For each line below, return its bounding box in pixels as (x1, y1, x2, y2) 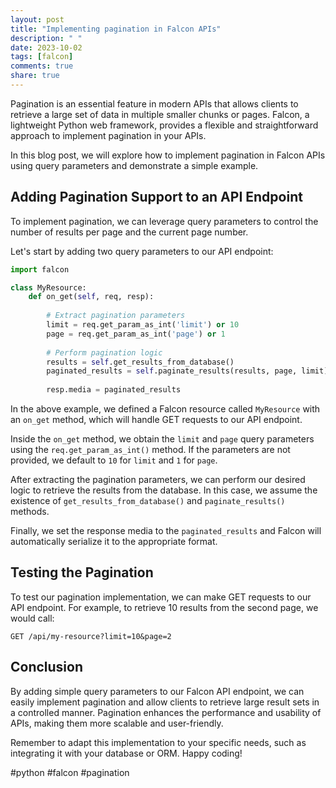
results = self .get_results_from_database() (46, 357, 235, 367)
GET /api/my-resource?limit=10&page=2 (10, 631, 172, 641)
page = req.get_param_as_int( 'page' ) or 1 (46, 329, 226, 339)
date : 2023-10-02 (10, 42, 83, 53)
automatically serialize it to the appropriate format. (10, 536, 218, 548)
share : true (10, 71, 60, 81)
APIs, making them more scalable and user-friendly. (10, 717, 224, 729)
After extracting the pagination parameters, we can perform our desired (10, 474, 306, 486)
